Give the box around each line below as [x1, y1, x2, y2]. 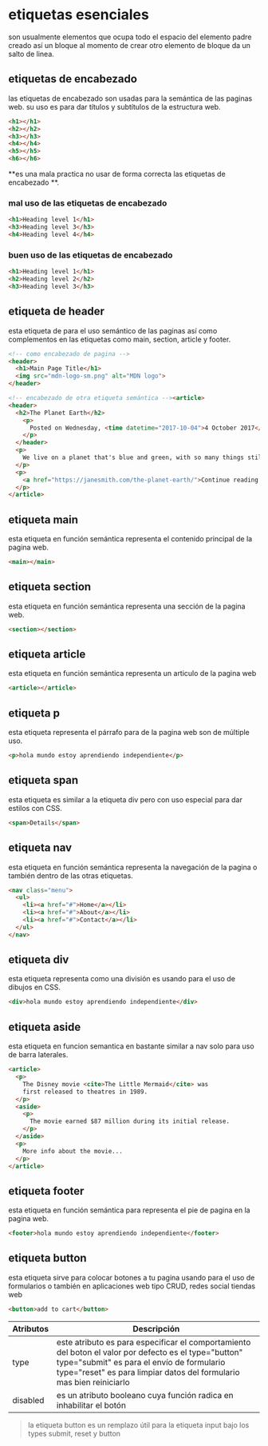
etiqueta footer [8, 1184, 85, 1197]
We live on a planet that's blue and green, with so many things [22, 453, 245, 461]
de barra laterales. [8, 1050, 69, 1060]
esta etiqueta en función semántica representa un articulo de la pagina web [8, 669, 257, 678]
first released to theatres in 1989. [22, 1088, 148, 1096]
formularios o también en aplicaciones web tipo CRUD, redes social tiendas [8, 1281, 256, 1291]
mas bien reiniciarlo [56, 1376, 130, 1388]
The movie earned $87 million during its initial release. [29, 1117, 230, 1125]
